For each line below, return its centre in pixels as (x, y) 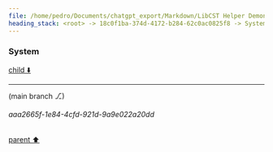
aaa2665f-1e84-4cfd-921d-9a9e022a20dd (81, 115)
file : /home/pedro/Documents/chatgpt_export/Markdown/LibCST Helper (127, 16)
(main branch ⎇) (37, 96)
